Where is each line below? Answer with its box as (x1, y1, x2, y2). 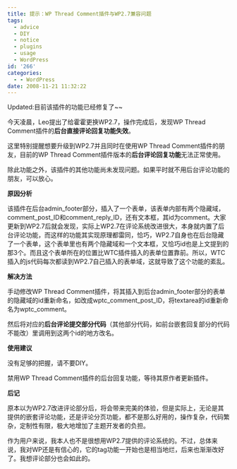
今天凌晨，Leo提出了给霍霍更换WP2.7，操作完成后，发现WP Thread (7, 118, 206, 126)
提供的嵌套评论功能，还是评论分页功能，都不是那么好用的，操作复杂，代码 (7, 412, 224, 421)
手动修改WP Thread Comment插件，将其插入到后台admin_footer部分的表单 (7, 287, 226, 296)
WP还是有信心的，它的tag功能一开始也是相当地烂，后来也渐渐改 (31, 446, 219, 454)
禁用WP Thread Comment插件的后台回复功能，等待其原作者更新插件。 (7, 374, 212, 382)
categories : (7, 69, 42, 76)
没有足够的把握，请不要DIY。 (7, 359, 92, 367)
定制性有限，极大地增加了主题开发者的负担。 (19, 422, 150, 430)
